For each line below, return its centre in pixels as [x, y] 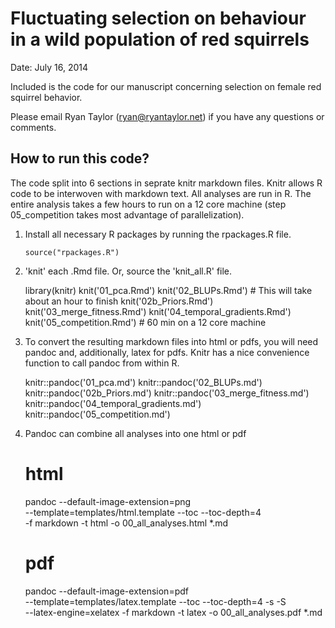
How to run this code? [80, 158]
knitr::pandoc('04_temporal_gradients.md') [113, 403]
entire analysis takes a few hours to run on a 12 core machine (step [148, 204]
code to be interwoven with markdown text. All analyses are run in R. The [161, 193]
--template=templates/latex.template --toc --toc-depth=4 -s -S [155, 601]
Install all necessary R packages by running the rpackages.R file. [158, 234]
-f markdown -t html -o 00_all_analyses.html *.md [126, 523]
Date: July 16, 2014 [49, 67]
